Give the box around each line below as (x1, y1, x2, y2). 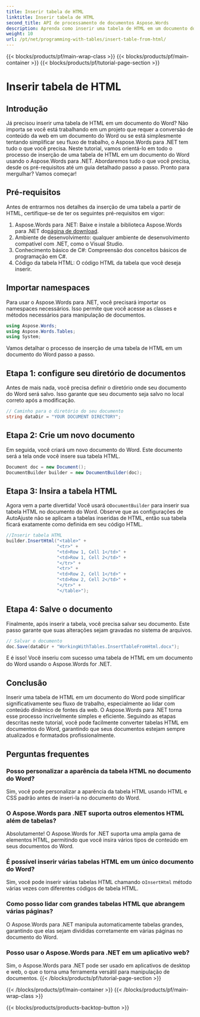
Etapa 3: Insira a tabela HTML (6, 486, 117, 496)
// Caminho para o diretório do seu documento (6, 408, 124, 414)
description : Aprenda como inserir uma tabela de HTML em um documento (6, 25, 187, 32)
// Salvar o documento (6, 638, 62, 644)
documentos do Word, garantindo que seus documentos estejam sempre (6, 725, 186, 733)
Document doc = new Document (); (6, 464, 86, 470)
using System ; (6, 334, 42, 340)
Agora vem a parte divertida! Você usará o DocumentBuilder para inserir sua (6, 502, 189, 509)
